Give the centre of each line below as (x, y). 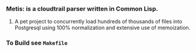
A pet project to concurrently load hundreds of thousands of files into (98, 22)
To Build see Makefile (37, 43)
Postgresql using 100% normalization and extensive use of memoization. (102, 28)
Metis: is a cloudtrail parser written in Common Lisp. (82, 9)
